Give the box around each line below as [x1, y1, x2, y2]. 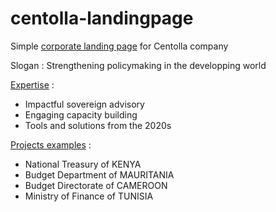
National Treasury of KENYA [24, 158, 142, 170]
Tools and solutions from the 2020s [24, 119, 172, 131]
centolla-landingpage [10, 7, 194, 30]
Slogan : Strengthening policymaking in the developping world [10, 59, 267, 71]
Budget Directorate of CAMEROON [24, 179, 168, 191]
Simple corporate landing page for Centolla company [10, 40, 229, 52]
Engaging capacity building [24, 108, 138, 121]
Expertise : [10, 78, 55, 91]
